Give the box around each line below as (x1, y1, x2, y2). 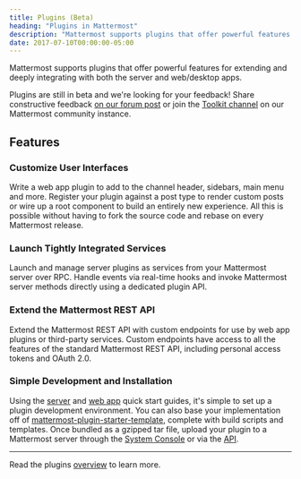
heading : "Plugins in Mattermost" (9, 21, 139, 30)
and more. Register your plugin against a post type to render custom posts (9, 191, 284, 201)
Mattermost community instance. (9, 108, 132, 119)
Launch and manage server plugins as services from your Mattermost (9, 262, 267, 273)
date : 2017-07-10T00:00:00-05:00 (9, 38, 134, 47)
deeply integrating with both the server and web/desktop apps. (9, 73, 243, 83)
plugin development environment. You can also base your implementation (9, 405, 281, 415)
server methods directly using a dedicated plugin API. (9, 281, 208, 292)
